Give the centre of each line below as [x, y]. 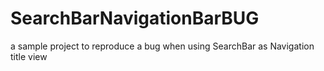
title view [29, 56]
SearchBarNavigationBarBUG [135, 18]
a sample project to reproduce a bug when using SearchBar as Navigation [162, 46]
